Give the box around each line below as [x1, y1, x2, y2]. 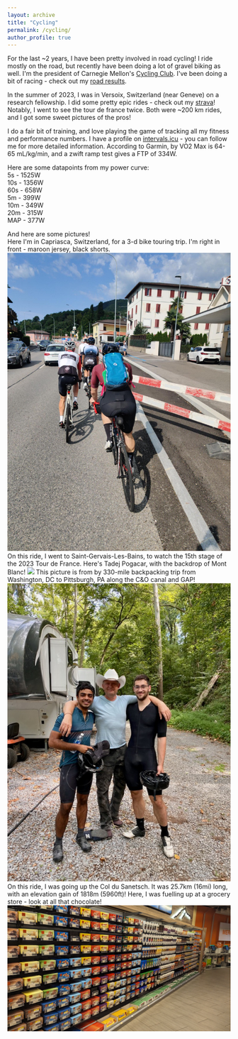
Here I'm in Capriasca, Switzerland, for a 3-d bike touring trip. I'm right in [7, 238, 220, 246]
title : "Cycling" [7, 18, 59, 26]
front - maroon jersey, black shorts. [7, 245, 111, 253]
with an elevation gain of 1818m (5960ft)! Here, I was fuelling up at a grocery [7, 890, 230, 898]
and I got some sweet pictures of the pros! [7, 114, 131, 122]
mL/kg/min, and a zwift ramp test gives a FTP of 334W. [16, 150, 178, 158]
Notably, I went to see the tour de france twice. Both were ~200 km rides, [7, 106, 222, 114]
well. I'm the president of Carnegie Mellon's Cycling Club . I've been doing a [7, 70, 228, 78]
